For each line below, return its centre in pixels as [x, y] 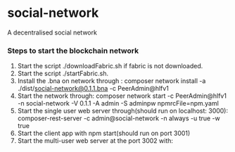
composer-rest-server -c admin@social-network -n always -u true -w [119, 118]
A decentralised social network [52, 32]
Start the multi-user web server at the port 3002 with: [95, 141]
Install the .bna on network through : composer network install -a [112, 81]
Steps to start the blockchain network [73, 51]
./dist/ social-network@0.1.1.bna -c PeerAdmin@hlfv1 [93, 89]
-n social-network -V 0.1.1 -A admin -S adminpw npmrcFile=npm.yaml [118, 103]
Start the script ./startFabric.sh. [63, 74]
